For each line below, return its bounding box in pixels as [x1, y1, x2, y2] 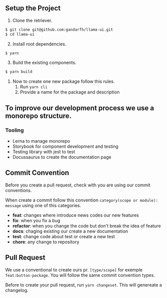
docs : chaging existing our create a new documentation [12, 228, 128, 234]
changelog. [5, 287, 29, 293]
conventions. [5, 187, 32, 193]
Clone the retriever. [12, 17, 53, 23]
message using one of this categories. [5, 202, 81, 208]
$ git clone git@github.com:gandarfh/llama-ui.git [5, 27, 113, 32]
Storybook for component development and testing [12, 143, 119, 149]
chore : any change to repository [12, 239, 79, 245]
